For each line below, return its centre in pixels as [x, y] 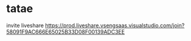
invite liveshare [25, 25]
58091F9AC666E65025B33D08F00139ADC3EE [66, 31]
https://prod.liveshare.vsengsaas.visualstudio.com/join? [115, 25]
